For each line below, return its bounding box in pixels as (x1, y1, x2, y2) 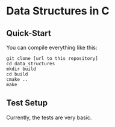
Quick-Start (6, 28, 51, 38)
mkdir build (6, 66, 36, 72)
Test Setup (6, 98, 48, 108)
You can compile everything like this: (6, 44, 98, 51)
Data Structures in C (6, 4, 110, 18)
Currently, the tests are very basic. (6, 114, 92, 121)
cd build (6, 71, 28, 77)
